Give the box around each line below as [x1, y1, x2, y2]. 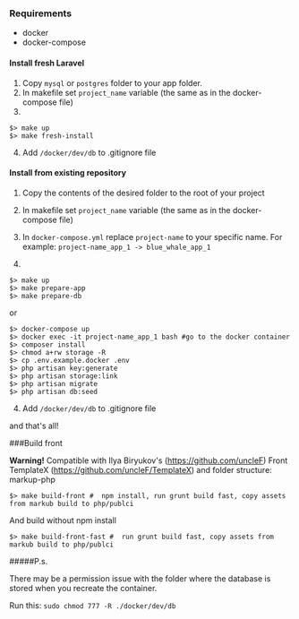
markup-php [9, 474, 56, 485]
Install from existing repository [9, 168, 127, 178]
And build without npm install [9, 514, 116, 526]
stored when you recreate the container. [9, 582, 158, 593]
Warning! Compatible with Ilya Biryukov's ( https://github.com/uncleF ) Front [9, 455, 288, 466]
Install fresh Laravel [9, 57, 85, 68]
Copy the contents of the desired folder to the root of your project [21, 187, 266, 198]
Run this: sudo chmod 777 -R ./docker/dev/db [9, 599, 176, 611]
